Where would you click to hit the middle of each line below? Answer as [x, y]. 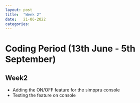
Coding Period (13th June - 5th [70, 49]
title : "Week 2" [23, 15]
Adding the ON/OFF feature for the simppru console [66, 90]
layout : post [19, 10]
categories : [18, 24]
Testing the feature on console [44, 95]
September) [31, 60]
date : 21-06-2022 [26, 19]
